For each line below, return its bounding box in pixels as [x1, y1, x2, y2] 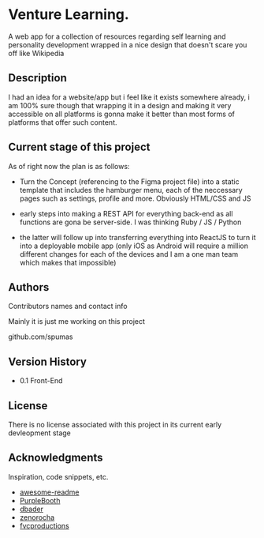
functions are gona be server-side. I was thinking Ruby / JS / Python [19, 217, 242, 227]
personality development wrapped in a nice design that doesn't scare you [8, 40, 247, 49]
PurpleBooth [19, 495, 61, 505]
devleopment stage [8, 428, 71, 438]
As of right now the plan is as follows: [8, 161, 130, 171]
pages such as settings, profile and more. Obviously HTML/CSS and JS [19, 194, 251, 203]
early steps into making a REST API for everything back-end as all [19, 209, 233, 218]
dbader [19, 504, 43, 514]
